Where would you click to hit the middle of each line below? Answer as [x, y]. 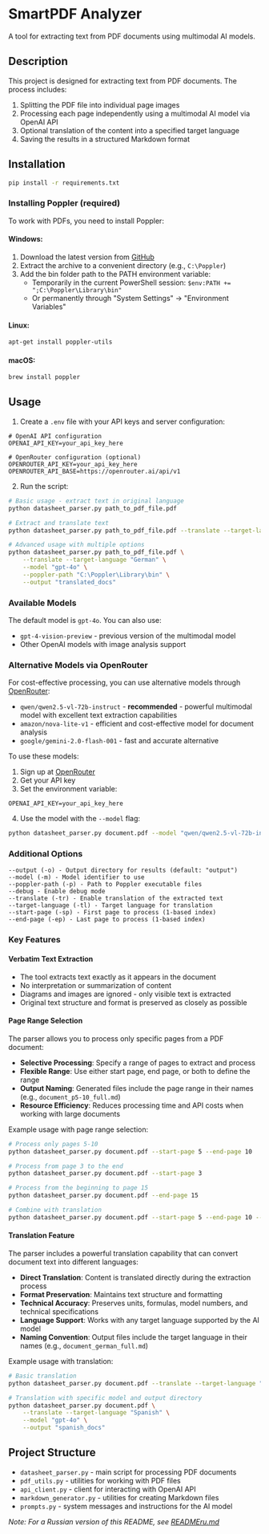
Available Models [42, 603]
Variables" [49, 307]
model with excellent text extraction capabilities [98, 715]
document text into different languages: [73, 1262]
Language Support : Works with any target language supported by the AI [140, 1320]
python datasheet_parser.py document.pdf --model [93, 833]
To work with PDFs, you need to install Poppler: [86, 221]
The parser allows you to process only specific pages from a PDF [116, 1038]
